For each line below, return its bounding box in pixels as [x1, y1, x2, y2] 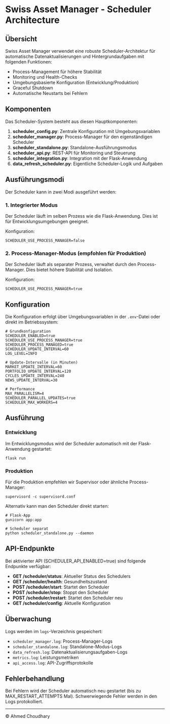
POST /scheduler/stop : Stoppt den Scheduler [12, 589, 109, 595]
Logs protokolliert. [5, 699, 44, 705]
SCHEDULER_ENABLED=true [5, 334, 56, 339]
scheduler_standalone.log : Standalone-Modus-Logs [12, 643, 122, 649]
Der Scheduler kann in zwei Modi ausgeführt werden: [5, 189, 116, 195]
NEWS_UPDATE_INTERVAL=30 [5, 378, 58, 383]
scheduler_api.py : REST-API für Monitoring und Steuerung [12, 150, 136, 156]
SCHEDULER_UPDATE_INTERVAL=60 [5, 347, 69, 352]
